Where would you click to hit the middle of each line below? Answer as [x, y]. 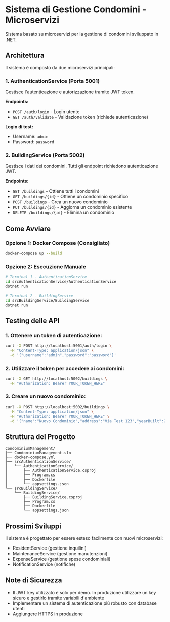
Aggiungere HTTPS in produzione [48, 614]
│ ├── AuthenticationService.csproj [51, 471]
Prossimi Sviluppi [33, 526]
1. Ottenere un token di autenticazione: [54, 335]
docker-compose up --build [34, 254]
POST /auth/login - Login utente [46, 112]
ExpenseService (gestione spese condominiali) [61, 559]
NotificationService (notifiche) [44, 564]
